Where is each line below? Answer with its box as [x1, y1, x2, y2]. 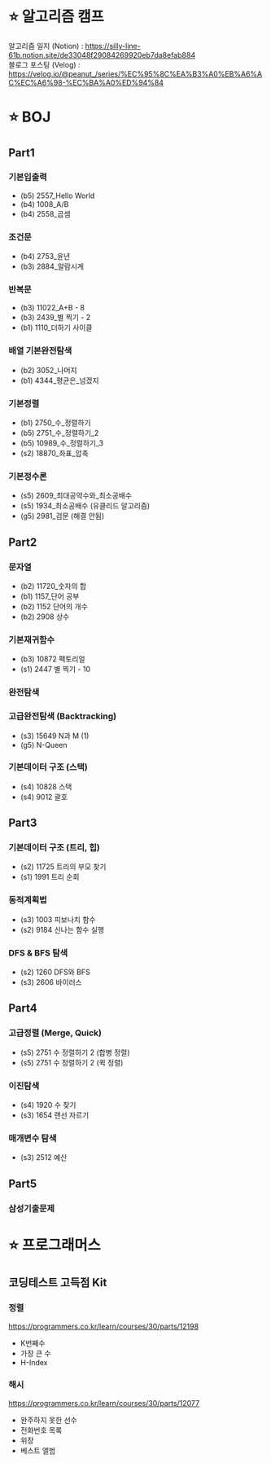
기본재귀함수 [8, 634, 55, 645]
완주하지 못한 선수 [20, 1415, 77, 1425]
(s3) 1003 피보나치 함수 [20, 914, 96, 925]
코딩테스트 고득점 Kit [8, 1276, 107, 1289]
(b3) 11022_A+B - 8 [20, 303, 85, 313]
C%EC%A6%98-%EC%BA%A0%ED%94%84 [8, 77, 164, 87]
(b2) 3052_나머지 [20, 365, 77, 375]
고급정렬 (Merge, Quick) [8, 1027, 103, 1039]
